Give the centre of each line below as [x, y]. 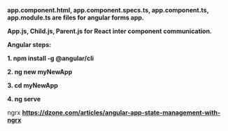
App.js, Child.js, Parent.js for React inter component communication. [109, 31]
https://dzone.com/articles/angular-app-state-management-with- [121, 112]
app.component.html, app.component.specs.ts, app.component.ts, [108, 10]
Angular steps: [29, 44]
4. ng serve [24, 99]
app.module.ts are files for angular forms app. [76, 18]
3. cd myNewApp [33, 85]
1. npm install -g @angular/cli [51, 58]
